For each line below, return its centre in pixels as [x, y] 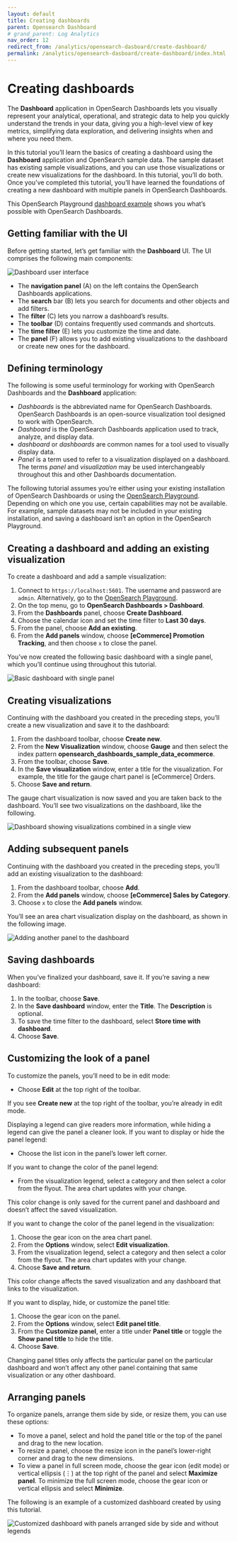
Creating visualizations [59, 700]
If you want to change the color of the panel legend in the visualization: [111, 1223]
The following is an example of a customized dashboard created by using [114, 1502]
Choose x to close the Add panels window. [80, 902]
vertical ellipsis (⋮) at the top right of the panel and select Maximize [117, 1473]
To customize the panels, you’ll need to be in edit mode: [89, 1076]
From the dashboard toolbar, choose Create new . [89, 739]
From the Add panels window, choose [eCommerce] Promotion [111, 635]
